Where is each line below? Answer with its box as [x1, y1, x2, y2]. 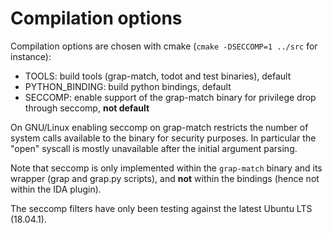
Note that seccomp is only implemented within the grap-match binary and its [10, 162, 323, 174]
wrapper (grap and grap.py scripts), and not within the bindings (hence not [10, 172, 320, 184]
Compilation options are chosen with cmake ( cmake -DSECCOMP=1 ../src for [10, 40, 318, 52]
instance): [10, 50, 52, 62]
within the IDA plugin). [10, 183, 102, 195]
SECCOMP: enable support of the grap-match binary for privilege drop [24, 91, 317, 103]
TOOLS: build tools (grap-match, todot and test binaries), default [24, 70, 292, 82]
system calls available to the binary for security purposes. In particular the [10, 132, 317, 144]
